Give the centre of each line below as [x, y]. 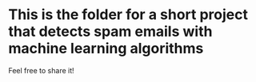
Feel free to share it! [41, 70]
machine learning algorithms [106, 49]
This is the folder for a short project [128, 15]
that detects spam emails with [110, 31]
